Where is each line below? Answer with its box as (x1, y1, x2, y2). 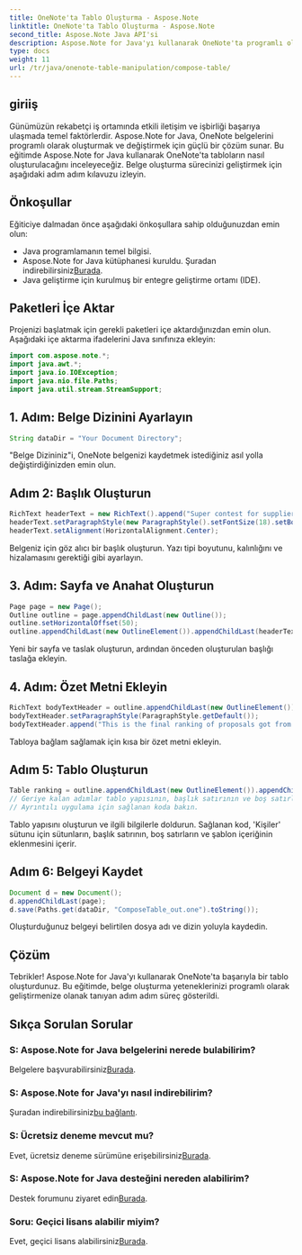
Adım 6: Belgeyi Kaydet (9, 864, 144, 879)
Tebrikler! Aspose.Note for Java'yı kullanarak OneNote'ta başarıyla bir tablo (9, 971, 289, 982)
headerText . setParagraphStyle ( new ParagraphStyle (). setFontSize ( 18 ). (9, 518, 276, 527)
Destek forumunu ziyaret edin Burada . (9, 1193, 148, 1204)
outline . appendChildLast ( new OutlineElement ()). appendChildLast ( (9, 627, 259, 636)
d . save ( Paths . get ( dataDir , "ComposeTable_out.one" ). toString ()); (9, 905, 259, 914)
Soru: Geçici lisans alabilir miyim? (9, 1215, 160, 1228)
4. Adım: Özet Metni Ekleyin (9, 679, 168, 695)
